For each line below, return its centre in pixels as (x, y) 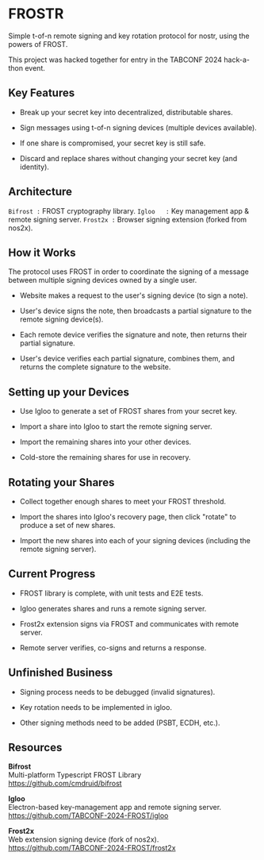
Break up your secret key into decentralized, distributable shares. (126, 112)
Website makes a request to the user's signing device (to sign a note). (134, 295)
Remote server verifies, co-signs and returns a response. (113, 647)
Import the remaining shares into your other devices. (105, 442)
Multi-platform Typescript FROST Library (75, 775)
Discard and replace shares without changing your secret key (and (128, 158)
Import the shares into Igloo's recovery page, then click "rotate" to (128, 517)
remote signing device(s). (61, 319)
